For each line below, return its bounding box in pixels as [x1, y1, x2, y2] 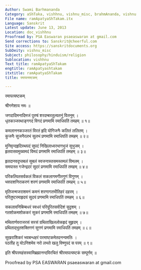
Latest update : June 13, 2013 [5, 25, 67, 30]
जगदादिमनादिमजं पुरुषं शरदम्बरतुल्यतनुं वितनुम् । [5, 112, 79, 118]
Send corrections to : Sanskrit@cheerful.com [5, 39, 97, 44]
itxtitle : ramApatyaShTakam [5, 71, 62, 76]
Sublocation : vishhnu [5, 57, 49, 62]
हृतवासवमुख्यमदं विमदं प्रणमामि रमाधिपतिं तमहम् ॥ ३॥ [5, 148, 86, 154]
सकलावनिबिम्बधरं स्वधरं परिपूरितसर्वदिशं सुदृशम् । [5, 204, 81, 210]
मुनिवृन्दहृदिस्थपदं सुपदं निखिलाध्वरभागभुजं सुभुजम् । [5, 143, 84, 149]
